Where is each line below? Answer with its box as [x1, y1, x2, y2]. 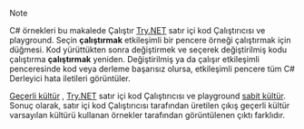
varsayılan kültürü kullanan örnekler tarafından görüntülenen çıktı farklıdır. [9, 110, 286, 120]
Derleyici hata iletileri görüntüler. [9, 73, 132, 84]
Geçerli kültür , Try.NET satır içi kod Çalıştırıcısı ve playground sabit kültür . [9, 90, 286, 101]
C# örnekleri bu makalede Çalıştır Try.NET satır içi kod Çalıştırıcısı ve [9, 25, 266, 35]
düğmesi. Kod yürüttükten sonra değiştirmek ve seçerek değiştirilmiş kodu [9, 44, 288, 55]
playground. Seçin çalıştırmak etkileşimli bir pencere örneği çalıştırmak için [9, 35, 291, 45]
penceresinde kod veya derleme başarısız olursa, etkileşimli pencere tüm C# [9, 63, 295, 74]
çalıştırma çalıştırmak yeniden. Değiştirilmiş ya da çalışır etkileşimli [9, 54, 260, 64]
